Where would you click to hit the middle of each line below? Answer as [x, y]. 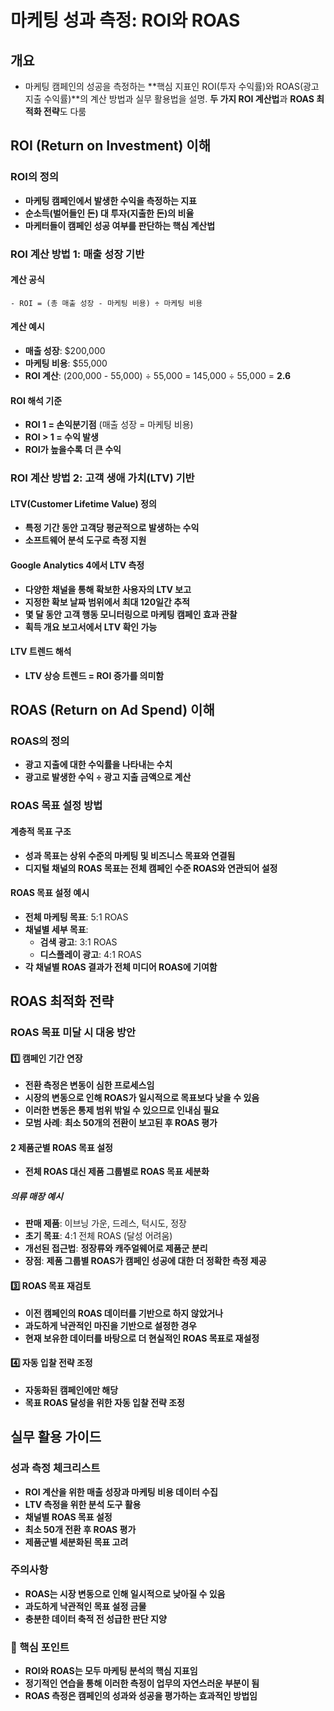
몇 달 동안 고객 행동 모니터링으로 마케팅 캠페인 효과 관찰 [131, 614]
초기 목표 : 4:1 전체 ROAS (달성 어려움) [98, 1236]
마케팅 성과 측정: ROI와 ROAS [125, 20]
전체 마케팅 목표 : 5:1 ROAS [76, 917]
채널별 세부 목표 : [56, 929]
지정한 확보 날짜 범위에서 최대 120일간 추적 [107, 602]
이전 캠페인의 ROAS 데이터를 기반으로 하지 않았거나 [124, 1313]
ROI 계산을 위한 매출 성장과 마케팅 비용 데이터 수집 [121, 1492]
